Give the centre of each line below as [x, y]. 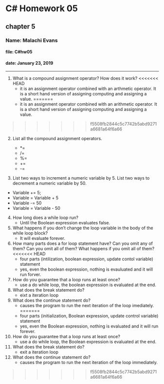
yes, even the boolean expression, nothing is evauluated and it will [86, 269]
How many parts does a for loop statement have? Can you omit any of [82, 243]
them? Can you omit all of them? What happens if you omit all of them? [83, 249]
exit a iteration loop [39, 352]
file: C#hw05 [19, 52]
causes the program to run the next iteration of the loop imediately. [87, 306]
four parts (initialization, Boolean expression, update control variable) [89, 316]
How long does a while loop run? [45, 218]
